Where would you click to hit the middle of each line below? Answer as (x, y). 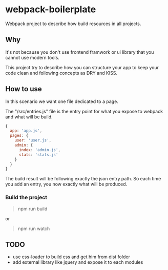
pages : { (19, 136)
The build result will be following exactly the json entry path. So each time (83, 179)
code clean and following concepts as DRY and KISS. (61, 73)
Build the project (26, 197)
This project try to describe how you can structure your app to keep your (82, 67)
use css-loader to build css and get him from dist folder (71, 257)
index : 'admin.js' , (39, 150)
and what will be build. (29, 117)
